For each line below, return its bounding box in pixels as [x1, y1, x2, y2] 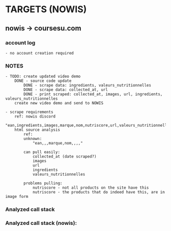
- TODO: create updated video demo [5, 74, 81, 79]
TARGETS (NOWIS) [5, 4, 87, 15]
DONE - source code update [14, 78, 72, 83]
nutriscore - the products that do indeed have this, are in [32, 190, 165, 195]
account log [5, 39, 36, 46]
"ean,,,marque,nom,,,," [32, 141, 83, 146]
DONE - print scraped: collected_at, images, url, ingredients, [23, 92, 163, 97]
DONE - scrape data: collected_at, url [23, 88, 108, 93]
